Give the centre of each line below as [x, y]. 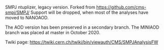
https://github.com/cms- [121, 7]
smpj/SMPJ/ [17, 12]
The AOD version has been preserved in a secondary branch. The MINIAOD [82, 27]
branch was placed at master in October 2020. [53, 32]
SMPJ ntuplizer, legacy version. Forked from [50, 7]
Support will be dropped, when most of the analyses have [89, 12]
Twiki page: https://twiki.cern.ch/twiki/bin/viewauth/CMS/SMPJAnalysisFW [82, 42]
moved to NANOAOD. [27, 18]
